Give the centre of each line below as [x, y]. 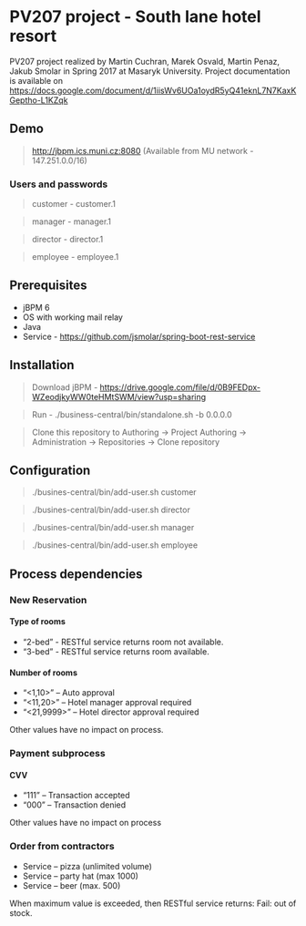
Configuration [50, 471]
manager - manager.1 [71, 221]
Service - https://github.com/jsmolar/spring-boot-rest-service [139, 336]
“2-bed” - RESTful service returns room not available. [123, 642]
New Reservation [48, 600]
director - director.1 [67, 240]
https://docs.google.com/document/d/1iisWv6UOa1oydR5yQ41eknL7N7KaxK [153, 90]
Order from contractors [62, 847]
